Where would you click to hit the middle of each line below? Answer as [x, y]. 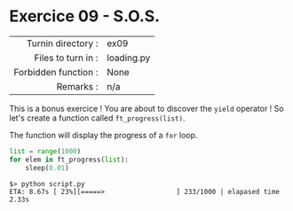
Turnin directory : [62, 43]
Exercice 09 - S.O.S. [85, 16]
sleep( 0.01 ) [47, 168]
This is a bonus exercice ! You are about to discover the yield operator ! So [146, 108]
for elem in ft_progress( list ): [69, 160]
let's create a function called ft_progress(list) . [97, 118]
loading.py [128, 58]
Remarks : [77, 86]
